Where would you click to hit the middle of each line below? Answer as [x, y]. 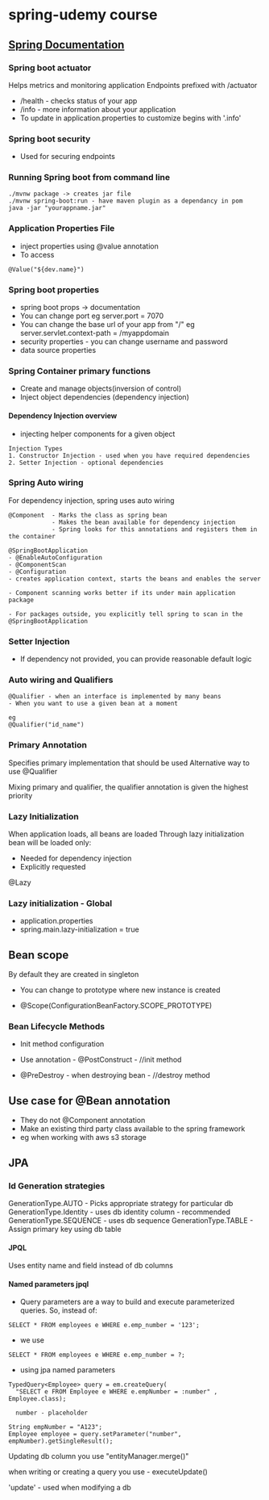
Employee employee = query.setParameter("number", [95, 1435]
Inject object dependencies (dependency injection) [104, 397]
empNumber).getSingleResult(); [61, 1441]
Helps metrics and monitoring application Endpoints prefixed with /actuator [133, 85]
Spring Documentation [66, 45]
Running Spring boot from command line [89, 178]
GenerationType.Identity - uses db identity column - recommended [120, 1212]
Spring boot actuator [50, 68]
